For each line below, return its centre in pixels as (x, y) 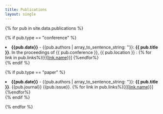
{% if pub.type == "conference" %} (41, 38)
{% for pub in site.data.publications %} (44, 28)
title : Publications (26, 10)
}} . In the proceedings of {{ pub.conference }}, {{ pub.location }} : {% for (78, 52)
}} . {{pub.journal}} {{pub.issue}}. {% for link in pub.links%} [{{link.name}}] (79, 87)
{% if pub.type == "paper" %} (35, 72)
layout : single (21, 14)
